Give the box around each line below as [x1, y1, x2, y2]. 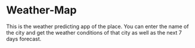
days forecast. [6, 35, 42, 42]
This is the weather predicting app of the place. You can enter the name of [6, 23, 189, 30]
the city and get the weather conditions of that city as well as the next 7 [6, 29, 182, 36]
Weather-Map [6, 4, 77, 17]
